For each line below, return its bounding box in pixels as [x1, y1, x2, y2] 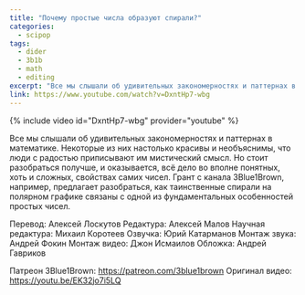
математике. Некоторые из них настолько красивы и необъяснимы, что [9, 142, 291, 153]
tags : [9, 38, 30, 48]
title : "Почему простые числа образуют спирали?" [9, 13, 203, 23]
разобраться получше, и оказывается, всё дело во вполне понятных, [9, 162, 281, 173]
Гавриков [9, 248, 47, 258]
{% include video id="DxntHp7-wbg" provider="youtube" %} [9, 115, 239, 126]
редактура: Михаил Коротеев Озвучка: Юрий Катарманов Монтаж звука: [9, 227, 297, 238]
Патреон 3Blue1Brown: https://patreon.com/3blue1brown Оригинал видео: [9, 265, 292, 276]
